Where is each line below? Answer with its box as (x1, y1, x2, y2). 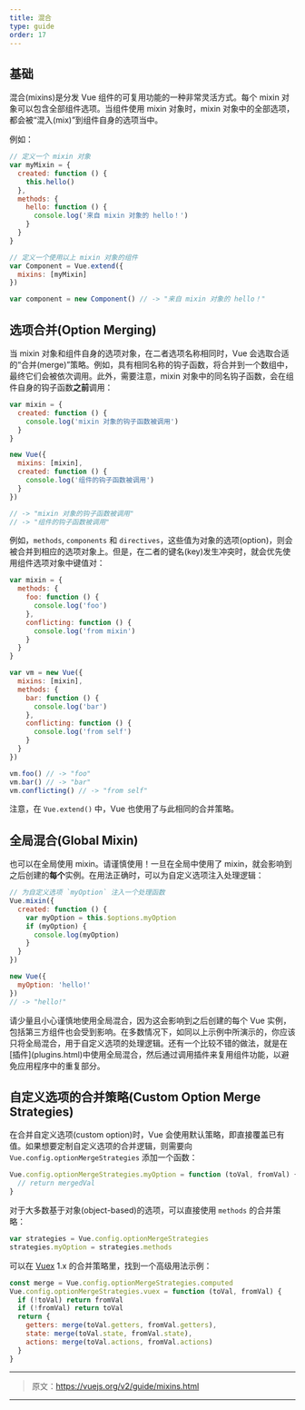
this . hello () (25, 177, 75, 186)
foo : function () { (25, 592, 100, 602)
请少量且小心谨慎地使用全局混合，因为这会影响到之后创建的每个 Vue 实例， (9, 1015, 291, 1026)
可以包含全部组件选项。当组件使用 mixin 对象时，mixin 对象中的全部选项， (16, 104, 295, 114)
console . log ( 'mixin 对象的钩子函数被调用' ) (25, 417, 179, 426)
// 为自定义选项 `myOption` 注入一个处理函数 (9, 888, 165, 898)
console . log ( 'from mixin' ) (33, 626, 136, 636)
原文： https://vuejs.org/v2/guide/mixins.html (31, 1380, 200, 1391)
